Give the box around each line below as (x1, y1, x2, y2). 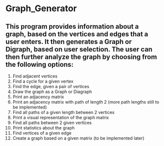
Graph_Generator (5, 3, 77, 14)
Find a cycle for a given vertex (12, 78, 74, 84)
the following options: (5, 60, 74, 69)
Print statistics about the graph (12, 125, 75, 130)
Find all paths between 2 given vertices (12, 120, 92, 126)
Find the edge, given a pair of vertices (12, 84, 89, 89)
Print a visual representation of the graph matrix (12, 115, 109, 120)
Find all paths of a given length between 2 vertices (12, 109, 115, 115)
